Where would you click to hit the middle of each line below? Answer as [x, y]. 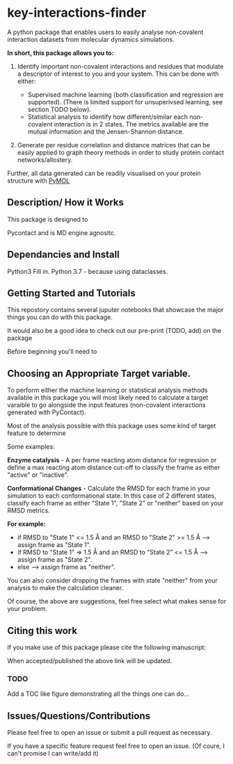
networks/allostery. [45, 160]
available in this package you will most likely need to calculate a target [108, 398]
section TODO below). [59, 109]
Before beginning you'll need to [52, 352]
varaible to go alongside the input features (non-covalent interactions [107, 405]
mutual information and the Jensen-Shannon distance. [106, 131]
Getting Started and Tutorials [71, 293]
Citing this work [42, 631]
